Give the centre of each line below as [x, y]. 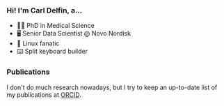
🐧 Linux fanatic [38, 43]
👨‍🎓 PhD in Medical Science [56, 26]
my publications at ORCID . [44, 94]
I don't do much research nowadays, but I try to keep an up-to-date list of [112, 87]
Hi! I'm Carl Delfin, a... [45, 10]
